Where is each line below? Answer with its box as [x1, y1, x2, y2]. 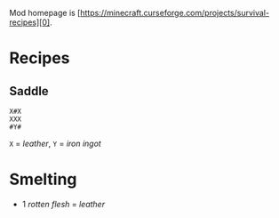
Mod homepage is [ [9, 8, 81, 18]
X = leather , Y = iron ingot [9, 138, 102, 149]
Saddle [9, 84, 49, 99]
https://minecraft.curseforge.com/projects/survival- [79, 8, 269, 18]
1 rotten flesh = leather [21, 198, 105, 209]
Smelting [9, 169, 77, 190]
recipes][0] [9, 17, 51, 28]
